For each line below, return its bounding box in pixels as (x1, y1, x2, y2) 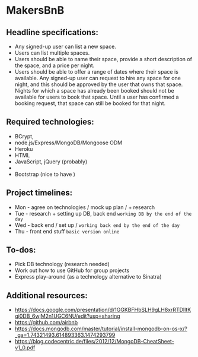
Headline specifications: (6, 27, 99, 37)
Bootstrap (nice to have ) (14, 170, 76, 178)
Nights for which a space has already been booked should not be (14, 87, 174, 94)
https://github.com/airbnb (14, 319, 78, 326)
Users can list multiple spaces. (14, 49, 90, 56)
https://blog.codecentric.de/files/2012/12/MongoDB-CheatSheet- (14, 338, 175, 345)
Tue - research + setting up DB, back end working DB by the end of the (14, 210, 192, 217)
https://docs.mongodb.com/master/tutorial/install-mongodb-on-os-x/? (14, 325, 188, 333)
